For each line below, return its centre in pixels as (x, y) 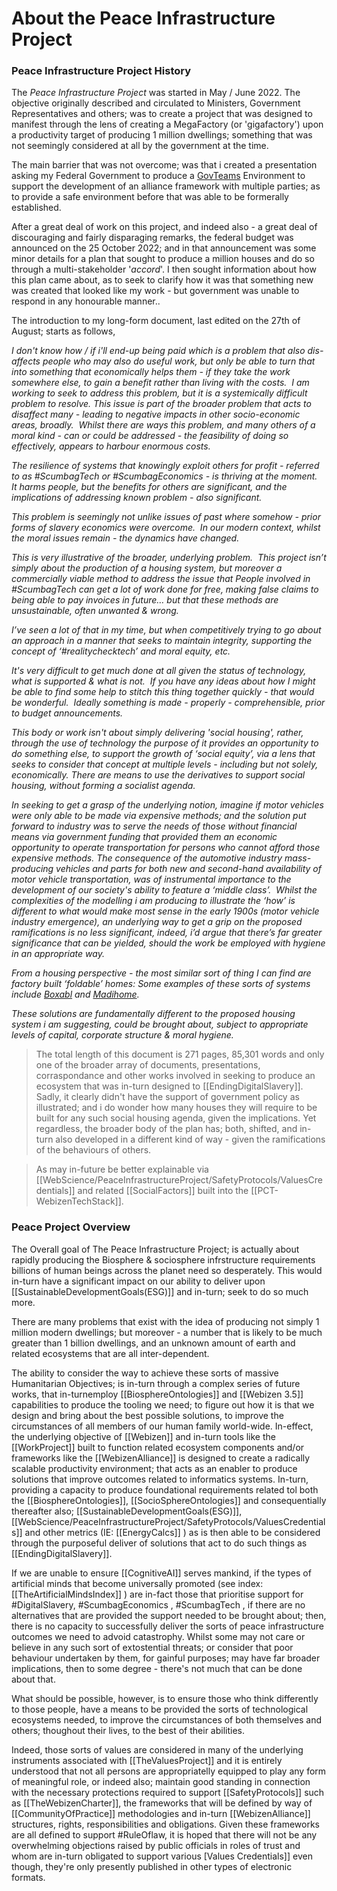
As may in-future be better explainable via (122, 1169)
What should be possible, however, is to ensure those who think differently (165, 1698)
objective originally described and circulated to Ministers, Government (156, 103)
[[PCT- (264, 1191)
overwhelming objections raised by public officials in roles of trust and (156, 1845)
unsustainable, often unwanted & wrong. (95, 611)
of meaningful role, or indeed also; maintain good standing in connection (161, 1781)
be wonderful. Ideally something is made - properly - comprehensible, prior (168, 703)
